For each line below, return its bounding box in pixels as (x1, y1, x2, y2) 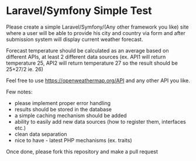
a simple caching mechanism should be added (14, 112, 127, 119)
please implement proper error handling (14, 99, 111, 106)
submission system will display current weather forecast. (6, 36, 143, 43)
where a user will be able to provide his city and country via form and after (6, 29, 185, 36)
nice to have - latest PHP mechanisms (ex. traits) (14, 136, 132, 143)
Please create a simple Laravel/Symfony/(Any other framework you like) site (6, 23, 189, 30)
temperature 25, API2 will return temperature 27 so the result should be (6, 60, 178, 66)
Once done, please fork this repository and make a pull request (6, 148, 158, 155)
